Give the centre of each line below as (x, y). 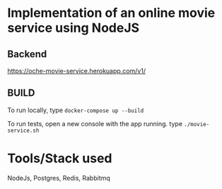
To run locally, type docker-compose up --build (76, 110)
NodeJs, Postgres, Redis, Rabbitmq (59, 178)
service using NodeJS (74, 28)
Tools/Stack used (60, 158)
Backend (27, 54)
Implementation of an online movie (111, 13)
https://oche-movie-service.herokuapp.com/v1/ (77, 71)
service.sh (23, 130)
